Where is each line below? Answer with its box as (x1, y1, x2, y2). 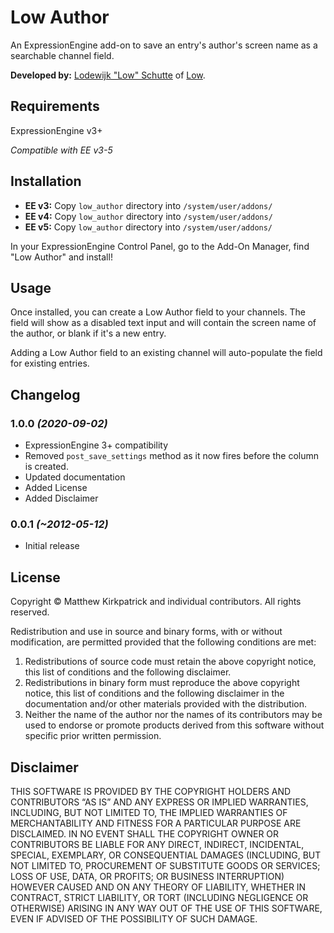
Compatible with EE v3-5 (10, 144, 113, 156)
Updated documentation (24, 471, 126, 483)
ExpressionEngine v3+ (10, 124, 103, 136)
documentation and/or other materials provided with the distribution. (24, 698, 307, 710)
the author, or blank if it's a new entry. (10, 327, 167, 340)
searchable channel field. (10, 49, 115, 61)
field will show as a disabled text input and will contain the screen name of (10, 317, 317, 329)
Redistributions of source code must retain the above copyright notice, (24, 656, 317, 668)
